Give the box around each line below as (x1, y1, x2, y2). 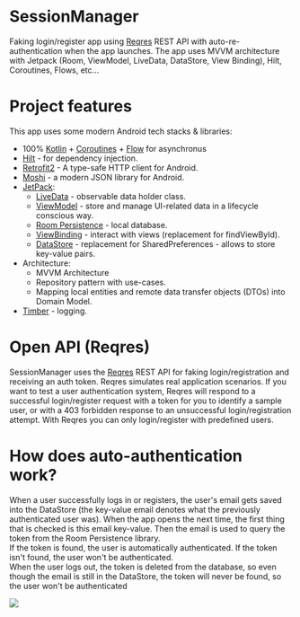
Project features (9, 96, 133, 117)
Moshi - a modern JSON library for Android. (22, 172, 185, 182)
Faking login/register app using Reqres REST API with (9, 36, 207, 47)
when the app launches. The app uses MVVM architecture (64, 45, 280, 56)
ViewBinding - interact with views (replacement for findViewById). (35, 229, 280, 240)
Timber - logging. (22, 305, 88, 316)
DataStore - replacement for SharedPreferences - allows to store (35, 238, 276, 249)
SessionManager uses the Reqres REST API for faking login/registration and (9, 366, 290, 377)
